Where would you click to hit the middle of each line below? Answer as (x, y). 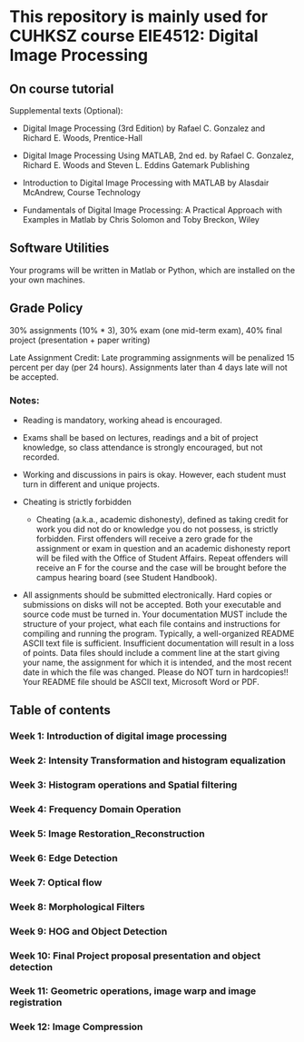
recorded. (41, 457)
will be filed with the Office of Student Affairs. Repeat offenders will (162, 558)
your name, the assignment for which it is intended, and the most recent (157, 662)
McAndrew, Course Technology (81, 192)
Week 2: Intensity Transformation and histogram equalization (147, 760)
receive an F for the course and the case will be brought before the (162, 567)
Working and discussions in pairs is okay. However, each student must (154, 474)
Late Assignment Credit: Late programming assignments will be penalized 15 (152, 357)
